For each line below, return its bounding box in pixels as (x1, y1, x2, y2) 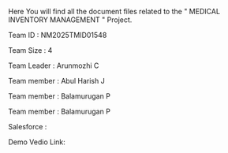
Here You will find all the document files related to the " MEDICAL (8, 7, 221, 16)
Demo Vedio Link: (8, 137, 65, 147)
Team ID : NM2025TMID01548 (8, 31, 107, 39)
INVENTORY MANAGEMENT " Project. (8, 15, 133, 24)
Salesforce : (8, 122, 47, 131)
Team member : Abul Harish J (8, 76, 105, 85)
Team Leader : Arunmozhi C (8, 61, 99, 70)
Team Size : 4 (8, 46, 53, 54)
